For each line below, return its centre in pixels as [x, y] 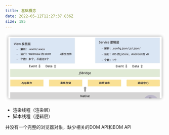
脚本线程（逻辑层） [33, 116]
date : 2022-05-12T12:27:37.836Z [39, 16]
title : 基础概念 [21, 11]
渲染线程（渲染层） [33, 110]
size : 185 [16, 21]
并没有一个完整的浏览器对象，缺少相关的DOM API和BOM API [68, 127]
